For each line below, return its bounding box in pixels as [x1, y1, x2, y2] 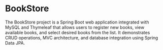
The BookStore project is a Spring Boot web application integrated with [5, 19, 149, 25]
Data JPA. [5, 40, 26, 46]
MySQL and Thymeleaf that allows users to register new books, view [5, 24, 144, 30]
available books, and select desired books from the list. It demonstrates [5, 29, 150, 35]
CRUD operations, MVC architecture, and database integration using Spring [5, 35, 159, 41]
